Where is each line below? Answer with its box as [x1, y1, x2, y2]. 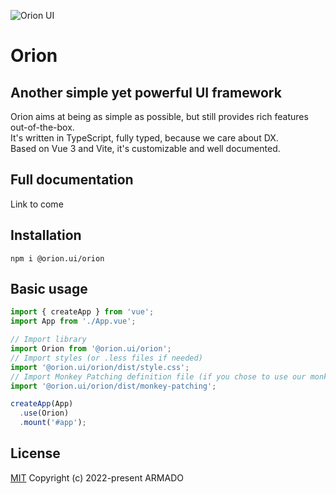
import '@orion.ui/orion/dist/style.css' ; [10, 362, 190, 372]
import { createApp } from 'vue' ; [10, 307, 155, 317]
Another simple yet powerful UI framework [10, 84, 282, 101]
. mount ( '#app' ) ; [19, 418, 87, 428]
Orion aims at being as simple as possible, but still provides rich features [10, 111, 309, 122]
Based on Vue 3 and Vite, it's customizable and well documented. [10, 143, 281, 154]
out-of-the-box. [10, 121, 75, 133]
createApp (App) [10, 399, 74, 409]
